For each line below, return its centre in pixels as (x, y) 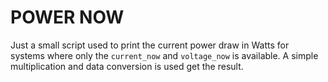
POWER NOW (67, 17)
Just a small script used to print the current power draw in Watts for (150, 45)
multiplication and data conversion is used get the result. (127, 66)
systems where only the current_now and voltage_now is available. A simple (164, 55)
